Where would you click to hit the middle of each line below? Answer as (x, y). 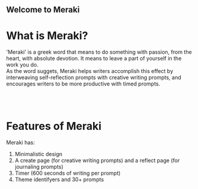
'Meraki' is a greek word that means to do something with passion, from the (99, 52)
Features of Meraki (54, 126)
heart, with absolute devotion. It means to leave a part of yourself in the (94, 59)
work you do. (22, 65)
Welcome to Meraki (43, 10)
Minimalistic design (38, 154)
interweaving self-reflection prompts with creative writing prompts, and (94, 78)
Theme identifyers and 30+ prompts (59, 179)
